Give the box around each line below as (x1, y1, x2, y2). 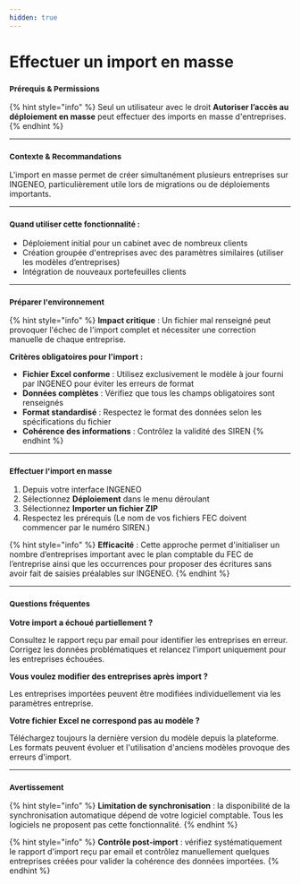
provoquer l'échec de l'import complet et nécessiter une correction (9, 324, 256, 335)
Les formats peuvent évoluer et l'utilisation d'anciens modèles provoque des (9, 742, 290, 752)
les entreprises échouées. (9, 653, 105, 664)
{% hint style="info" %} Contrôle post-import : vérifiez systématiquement (9, 837, 283, 847)
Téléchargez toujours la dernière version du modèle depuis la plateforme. (9, 732, 279, 743)
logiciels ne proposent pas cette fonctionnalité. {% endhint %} (9, 819, 238, 829)
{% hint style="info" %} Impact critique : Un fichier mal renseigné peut (9, 315, 271, 325)
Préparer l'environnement (9, 296, 105, 307)
